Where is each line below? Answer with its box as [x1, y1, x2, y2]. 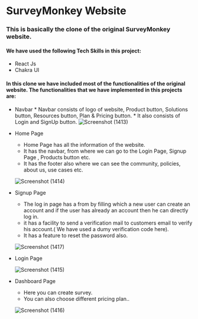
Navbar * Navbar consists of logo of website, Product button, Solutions [14, 106, 188, 113]
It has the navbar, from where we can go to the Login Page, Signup [23, 147, 187, 154]
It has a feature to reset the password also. [23, 232, 128, 239]
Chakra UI [14, 67, 40, 74]
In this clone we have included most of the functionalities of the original [6, 80, 186, 87]
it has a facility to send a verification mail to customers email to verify [23, 219, 193, 226]
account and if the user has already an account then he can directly [23, 206, 189, 213]
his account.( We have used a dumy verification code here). [23, 225, 170, 232]
